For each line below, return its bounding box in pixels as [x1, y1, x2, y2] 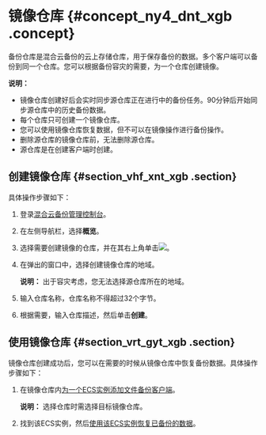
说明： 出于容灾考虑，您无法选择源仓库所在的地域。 [19, 276, 188, 286]
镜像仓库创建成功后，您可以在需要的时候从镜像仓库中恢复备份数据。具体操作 [8, 357, 258, 368]
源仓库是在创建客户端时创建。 [19, 144, 117, 154]
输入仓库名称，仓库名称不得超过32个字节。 [19, 293, 161, 303]
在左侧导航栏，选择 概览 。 [19, 226, 104, 236]
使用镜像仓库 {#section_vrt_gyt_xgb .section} [8, 335, 236, 349]
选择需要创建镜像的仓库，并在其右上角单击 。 [19, 243, 174, 252]
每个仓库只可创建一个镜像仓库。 [19, 115, 124, 124]
